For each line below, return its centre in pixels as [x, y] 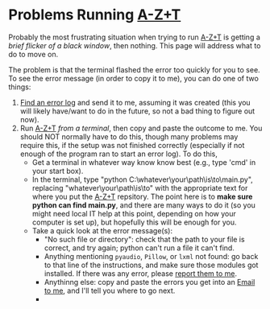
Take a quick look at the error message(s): [102, 230]
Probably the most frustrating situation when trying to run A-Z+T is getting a [134, 37]
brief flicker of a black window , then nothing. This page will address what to [135, 45]
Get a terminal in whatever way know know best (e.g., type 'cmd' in [144, 162]
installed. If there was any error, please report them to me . [141, 273]
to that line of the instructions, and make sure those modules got [151, 265]
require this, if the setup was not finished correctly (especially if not [132, 145]
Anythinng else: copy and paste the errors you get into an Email [150, 282]
